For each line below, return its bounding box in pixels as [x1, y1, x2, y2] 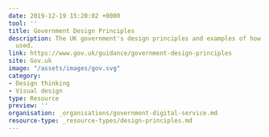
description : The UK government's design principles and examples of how [8, 34, 262, 43]
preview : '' [8, 102, 48, 110]
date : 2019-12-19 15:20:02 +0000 [8, 11, 121, 20]
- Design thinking [8, 79, 70, 87]
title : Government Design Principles [8, 27, 135, 35]
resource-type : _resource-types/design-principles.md [8, 117, 193, 125]
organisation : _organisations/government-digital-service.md [8, 110, 218, 118]
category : [8, 72, 42, 80]
